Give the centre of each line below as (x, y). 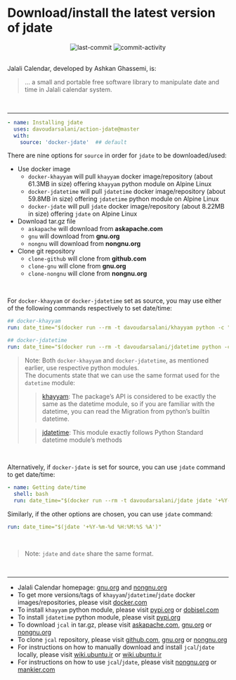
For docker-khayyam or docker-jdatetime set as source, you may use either (114, 301)
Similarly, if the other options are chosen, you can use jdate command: (110, 514)
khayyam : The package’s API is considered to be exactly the (129, 396)
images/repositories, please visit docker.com (82, 603)
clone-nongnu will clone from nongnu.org (87, 274)
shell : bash (31, 494)
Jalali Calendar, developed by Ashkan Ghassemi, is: (82, 68)
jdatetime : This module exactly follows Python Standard (123, 432)
